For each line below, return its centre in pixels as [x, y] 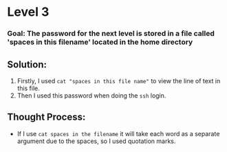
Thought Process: [46, 117]
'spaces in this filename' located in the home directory [100, 42]
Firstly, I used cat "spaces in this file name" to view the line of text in [119, 80]
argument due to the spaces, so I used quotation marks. [96, 141]
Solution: [27, 64]
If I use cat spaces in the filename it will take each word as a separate [118, 133]
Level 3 [28, 12]
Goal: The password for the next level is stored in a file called [111, 34]
